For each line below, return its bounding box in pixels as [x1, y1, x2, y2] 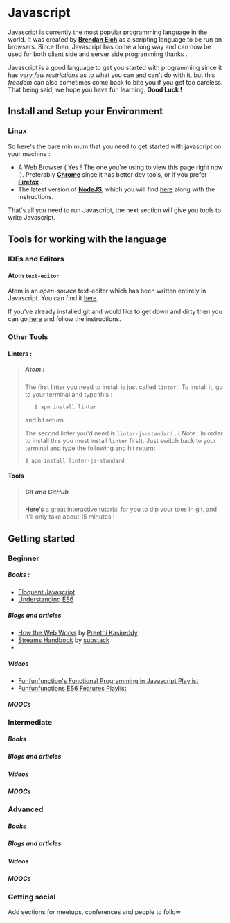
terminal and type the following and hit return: [24, 444, 156, 452]
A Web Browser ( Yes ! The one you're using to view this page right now [17, 163, 224, 171]
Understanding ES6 [17, 595, 74, 604]
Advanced [8, 804, 44, 814]
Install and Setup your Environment [8, 105, 163, 117]
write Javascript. [8, 213, 56, 221]
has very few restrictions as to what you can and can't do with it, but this [8, 71, 215, 79]
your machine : [8, 149, 51, 157]
